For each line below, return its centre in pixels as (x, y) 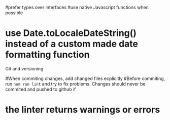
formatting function (47, 55)
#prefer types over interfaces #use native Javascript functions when (77, 7)
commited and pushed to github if (41, 89)
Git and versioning (24, 68)
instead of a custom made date (72, 44)
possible (14, 13)
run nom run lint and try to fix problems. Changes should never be (75, 84)
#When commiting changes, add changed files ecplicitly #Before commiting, (85, 78)
